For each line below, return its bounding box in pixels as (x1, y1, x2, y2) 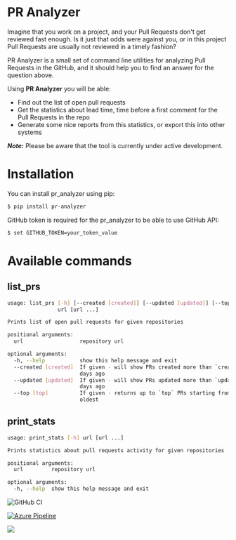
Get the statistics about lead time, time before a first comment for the (17, 105, 218, 114)
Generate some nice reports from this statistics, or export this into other (17, 120, 225, 129)
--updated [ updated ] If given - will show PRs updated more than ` (13, 376, 218, 383)
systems (17, 128, 42, 136)
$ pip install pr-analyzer (7, 203, 86, 210)
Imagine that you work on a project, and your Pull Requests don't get (7, 27, 206, 36)
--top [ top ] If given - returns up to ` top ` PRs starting (13, 390, 216, 397)
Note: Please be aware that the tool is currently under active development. (7, 141, 223, 150)
